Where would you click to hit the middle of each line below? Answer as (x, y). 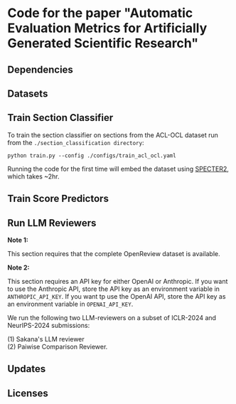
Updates (27, 369)
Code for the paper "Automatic (100, 13)
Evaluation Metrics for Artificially (107, 28)
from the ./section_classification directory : (76, 142)
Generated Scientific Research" (103, 43)
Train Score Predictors (58, 199)
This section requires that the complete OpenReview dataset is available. (114, 253)
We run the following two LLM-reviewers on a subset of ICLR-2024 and (112, 317)
